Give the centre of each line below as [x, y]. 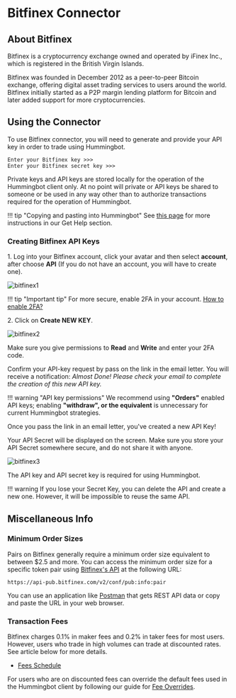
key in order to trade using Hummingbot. [67, 147]
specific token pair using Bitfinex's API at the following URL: [95, 569]
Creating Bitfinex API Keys [54, 241]
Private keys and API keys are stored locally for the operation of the [106, 179]
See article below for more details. [57, 652]
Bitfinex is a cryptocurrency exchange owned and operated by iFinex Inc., [115, 56]
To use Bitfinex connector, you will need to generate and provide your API [115, 139]
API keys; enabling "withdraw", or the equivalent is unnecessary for [108, 406]
